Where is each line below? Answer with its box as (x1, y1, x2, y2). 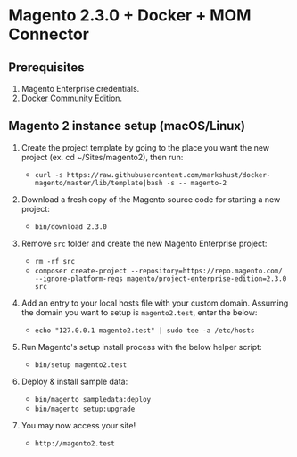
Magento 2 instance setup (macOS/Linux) (8, 118, 246, 134)
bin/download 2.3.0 (34, 222, 108, 232)
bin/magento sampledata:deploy (34, 395, 152, 404)
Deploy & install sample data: (21, 376, 128, 387)
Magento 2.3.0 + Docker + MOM (8, 5, 252, 26)
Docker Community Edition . (21, 93, 122, 103)
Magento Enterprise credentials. (21, 84, 140, 94)
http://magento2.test (34, 438, 115, 448)
